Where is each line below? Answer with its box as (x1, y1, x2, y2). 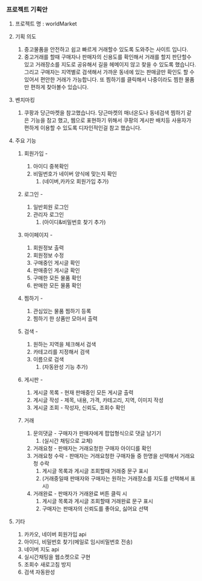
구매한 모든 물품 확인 (33, 275, 82, 282)
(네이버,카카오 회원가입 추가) (42, 178, 109, 185)
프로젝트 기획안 (6, 5, 48, 13)
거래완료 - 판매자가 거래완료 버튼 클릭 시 (33, 490, 128, 497)
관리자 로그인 (33, 211, 65, 218)
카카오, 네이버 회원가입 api (24, 531, 87, 538)
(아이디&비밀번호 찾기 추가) (42, 218, 106, 226)
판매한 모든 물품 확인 (33, 282, 82, 289)
